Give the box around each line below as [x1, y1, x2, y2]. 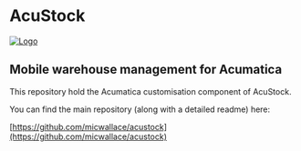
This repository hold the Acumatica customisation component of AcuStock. [9, 86, 292, 96]
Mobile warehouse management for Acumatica [9, 62, 283, 77]
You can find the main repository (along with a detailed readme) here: [9, 104, 271, 115]
